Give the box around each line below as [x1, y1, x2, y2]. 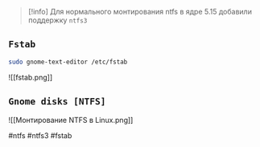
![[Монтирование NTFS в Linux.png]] [8, 115, 134, 125]
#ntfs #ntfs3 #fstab [8, 130, 72, 140]
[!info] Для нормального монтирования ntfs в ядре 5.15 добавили [27, 7, 252, 16]
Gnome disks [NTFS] [8, 96, 106, 108]
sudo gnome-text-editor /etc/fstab [8, 58, 128, 66]
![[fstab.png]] [8, 72, 53, 82]
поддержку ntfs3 [27, 15, 88, 25]
